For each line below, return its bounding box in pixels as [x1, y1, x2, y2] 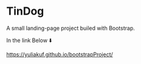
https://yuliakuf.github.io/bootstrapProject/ [6, 51, 114, 58]
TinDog [6, 4, 44, 18]
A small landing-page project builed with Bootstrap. [6, 24, 135, 32]
